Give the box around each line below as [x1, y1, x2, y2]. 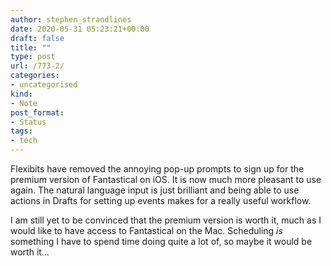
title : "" [10, 42, 52, 53]
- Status [10, 117, 47, 127]
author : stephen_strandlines [10, 14, 132, 25]
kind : [10, 89, 33, 99]
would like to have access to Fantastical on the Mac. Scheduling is [10, 225, 283, 236]
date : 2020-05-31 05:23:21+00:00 [10, 24, 150, 34]
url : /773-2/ [10, 61, 65, 71]
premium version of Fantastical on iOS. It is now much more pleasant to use [10, 174, 322, 185]
